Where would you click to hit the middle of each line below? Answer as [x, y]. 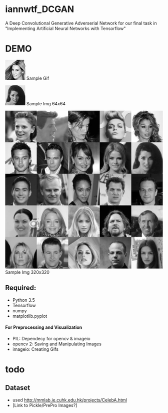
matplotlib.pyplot [30, 316]
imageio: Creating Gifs [35, 349]
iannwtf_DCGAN [40, 9]
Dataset [18, 388]
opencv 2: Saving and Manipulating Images [57, 344]
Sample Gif [38, 78]
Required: [21, 288]
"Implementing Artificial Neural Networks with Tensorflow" [65, 28]
